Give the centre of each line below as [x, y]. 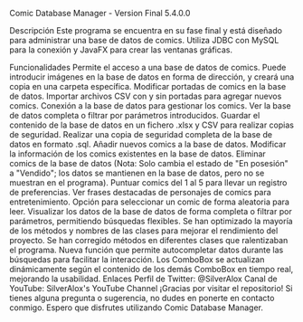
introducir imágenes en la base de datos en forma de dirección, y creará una [152, 77]
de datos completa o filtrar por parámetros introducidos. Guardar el [135, 115]
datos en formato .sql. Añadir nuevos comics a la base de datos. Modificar [148, 144]
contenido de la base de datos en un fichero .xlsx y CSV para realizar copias [151, 125]
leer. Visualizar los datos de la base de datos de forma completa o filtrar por [151, 211]
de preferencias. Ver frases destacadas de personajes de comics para [140, 192]
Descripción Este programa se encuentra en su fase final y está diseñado [146, 30]
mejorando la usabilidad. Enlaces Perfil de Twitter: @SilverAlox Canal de [143, 279]
